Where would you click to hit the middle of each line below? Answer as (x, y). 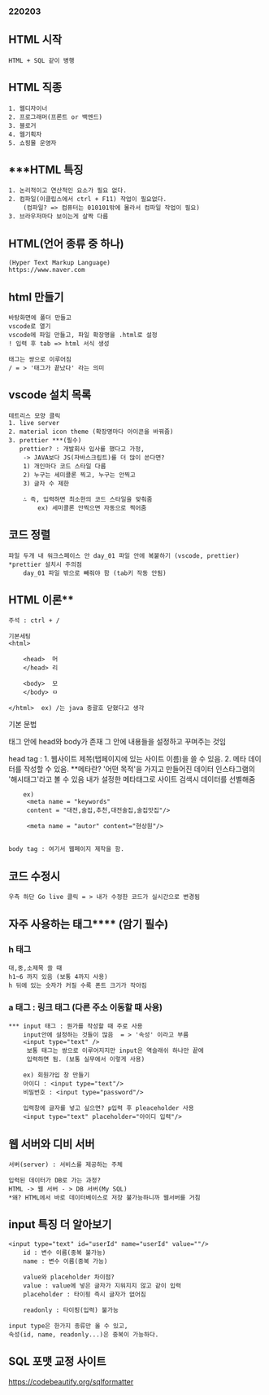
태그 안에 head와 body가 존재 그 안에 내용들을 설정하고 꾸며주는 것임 (117, 742)
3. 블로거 (22, 125)
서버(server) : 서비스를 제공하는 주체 (66, 1165)
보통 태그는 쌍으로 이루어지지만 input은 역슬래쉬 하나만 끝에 (115, 1051)
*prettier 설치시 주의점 (46, 564)
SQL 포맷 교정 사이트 (58, 1362)
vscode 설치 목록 (50, 395)
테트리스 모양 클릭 (35, 416)
